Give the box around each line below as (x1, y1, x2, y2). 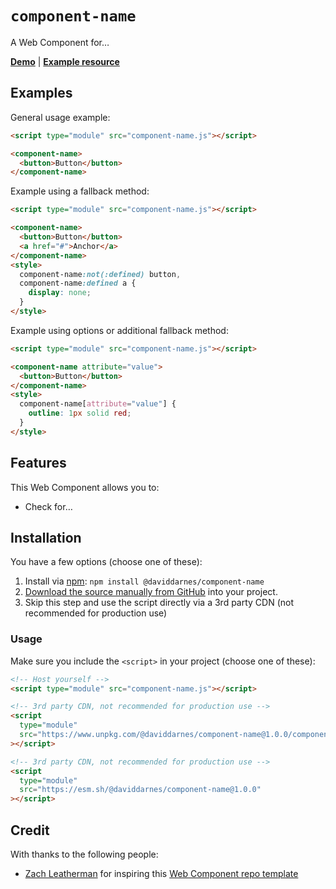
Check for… (24, 500, 73, 512)
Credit (10, 822, 50, 839)
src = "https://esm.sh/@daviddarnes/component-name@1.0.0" (19, 785, 262, 795)
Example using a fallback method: (10, 185, 150, 197)
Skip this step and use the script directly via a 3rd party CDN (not (24, 597, 295, 609)
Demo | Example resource (10, 55, 120, 67)
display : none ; (28, 288, 92, 298)
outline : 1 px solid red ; (28, 408, 132, 419)
